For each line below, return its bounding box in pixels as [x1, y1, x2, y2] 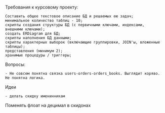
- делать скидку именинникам [5, 94, 65, 99]
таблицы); [5, 44, 26, 49]
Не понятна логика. [5, 75, 45, 80]
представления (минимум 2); [5, 49, 63, 54]
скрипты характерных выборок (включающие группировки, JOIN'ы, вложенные [5, 40, 161, 45]
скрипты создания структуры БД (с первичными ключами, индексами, [5, 22, 145, 27]
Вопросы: [5, 61, 26, 67]
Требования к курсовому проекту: [5, 4, 78, 10]
